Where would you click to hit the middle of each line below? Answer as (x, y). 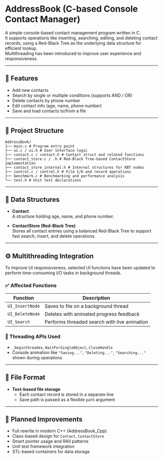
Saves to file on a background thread (86, 306)
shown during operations (37, 357)
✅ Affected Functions (31, 285)
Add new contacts (30, 90)
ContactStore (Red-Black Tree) (44, 226)
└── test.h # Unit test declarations (43, 180)
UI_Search (19, 322)
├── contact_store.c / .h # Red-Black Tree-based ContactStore (70, 159)
